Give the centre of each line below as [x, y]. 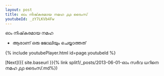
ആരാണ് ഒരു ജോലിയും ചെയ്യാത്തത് [49, 43]
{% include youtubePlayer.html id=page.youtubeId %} [61, 53]
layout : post [19, 10]
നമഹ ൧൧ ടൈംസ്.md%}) [31, 68]
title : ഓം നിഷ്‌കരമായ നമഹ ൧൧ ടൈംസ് [47, 14]
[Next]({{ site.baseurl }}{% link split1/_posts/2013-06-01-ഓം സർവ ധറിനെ [82, 63]
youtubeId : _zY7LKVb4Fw [30, 19]
